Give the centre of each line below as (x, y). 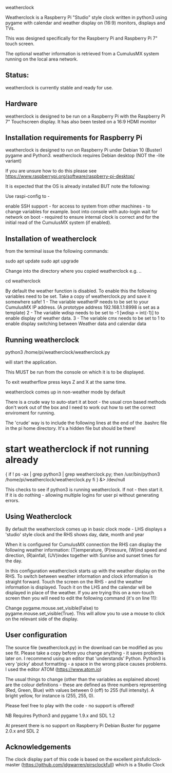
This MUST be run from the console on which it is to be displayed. (75, 372)
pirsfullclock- (148, 759)
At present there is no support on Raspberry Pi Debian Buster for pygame (83, 725)
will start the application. (31, 362)
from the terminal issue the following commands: (57, 251)
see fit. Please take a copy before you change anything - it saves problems (84, 653)
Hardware (21, 104)
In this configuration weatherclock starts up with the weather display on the (85, 571)
